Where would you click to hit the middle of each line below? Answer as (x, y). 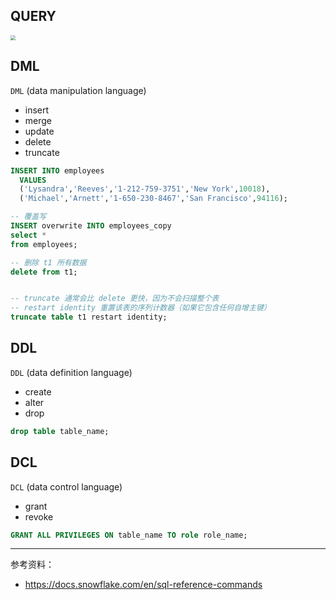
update (39, 131)
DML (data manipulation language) (78, 90)
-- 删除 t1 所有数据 (48, 262)
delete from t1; (44, 272)
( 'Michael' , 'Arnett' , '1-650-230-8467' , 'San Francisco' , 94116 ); (153, 199)
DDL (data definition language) (71, 372)
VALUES (33, 180)
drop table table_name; (60, 431)
